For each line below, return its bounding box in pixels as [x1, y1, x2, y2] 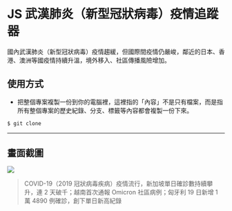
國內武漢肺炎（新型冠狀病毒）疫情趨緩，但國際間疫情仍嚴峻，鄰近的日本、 [7, 47, 219, 56]
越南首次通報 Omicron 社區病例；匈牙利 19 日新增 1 [73, 188, 219, 197]
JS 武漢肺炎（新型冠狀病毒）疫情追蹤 [7, 6, 219, 22]
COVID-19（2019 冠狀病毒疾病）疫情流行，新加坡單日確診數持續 [23, 179, 207, 188]
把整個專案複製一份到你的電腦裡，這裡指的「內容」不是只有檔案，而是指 [17, 98, 223, 106]
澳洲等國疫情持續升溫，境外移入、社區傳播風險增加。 [19, 56, 171, 64]
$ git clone [7, 120, 41, 127]
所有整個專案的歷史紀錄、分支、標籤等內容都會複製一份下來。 [17, 106, 193, 114]
